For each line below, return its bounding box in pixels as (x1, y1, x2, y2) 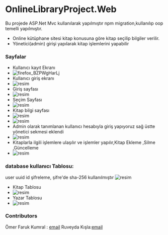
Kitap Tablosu (12, 184, 41, 190)
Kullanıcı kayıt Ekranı (12, 64, 55, 71)
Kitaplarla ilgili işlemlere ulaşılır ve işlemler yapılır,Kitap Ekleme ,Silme (12, 139, 156, 145)
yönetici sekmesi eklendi (12, 129, 64, 135)
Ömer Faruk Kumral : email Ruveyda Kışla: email (5, 224, 103, 230)
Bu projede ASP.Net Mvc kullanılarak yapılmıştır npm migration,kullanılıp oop (5, 20, 163, 26)
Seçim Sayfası (12, 97, 42, 103)
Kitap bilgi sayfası (12, 107, 49, 114)
